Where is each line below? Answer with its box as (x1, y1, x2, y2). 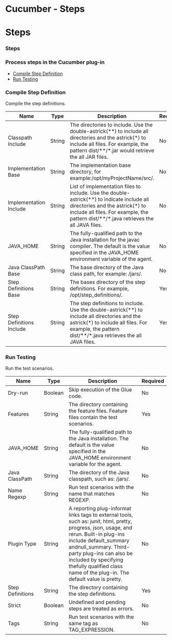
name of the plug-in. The (68, 569, 130, 576)
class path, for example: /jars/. (70, 270, 142, 277)
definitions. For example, (70, 285, 129, 292)
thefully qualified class (68, 563, 123, 570)
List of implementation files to (70, 183, 141, 190)
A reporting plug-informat (68, 505, 132, 512)
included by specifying (68, 556, 124, 563)
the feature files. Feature (68, 407, 128, 415)
